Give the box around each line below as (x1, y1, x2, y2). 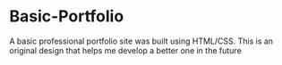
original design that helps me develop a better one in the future (9, 45, 242, 55)
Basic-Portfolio (9, 6, 124, 27)
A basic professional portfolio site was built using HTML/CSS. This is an (9, 36, 274, 46)
